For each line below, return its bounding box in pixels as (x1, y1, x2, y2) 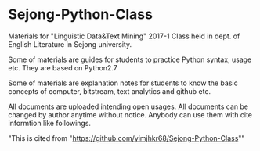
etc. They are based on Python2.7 (8, 63, 117, 72)
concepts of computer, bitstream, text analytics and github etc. (8, 86, 211, 95)
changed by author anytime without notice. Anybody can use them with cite (8, 110, 253, 119)
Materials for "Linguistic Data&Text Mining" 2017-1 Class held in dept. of (8, 31, 240, 41)
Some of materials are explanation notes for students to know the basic (8, 78, 238, 88)
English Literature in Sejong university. (8, 39, 132, 49)
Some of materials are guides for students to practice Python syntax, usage (8, 55, 252, 64)
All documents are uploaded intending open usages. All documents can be (8, 102, 249, 111)
